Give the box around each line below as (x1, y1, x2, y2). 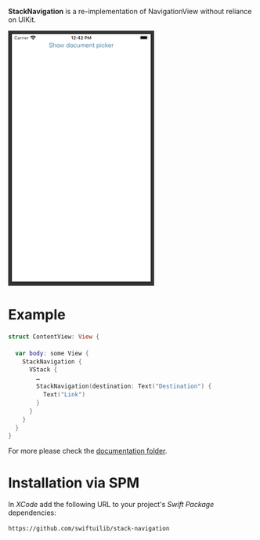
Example (8, 306, 66, 324)
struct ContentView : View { (8, 333, 100, 341)
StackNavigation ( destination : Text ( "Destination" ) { (36, 382, 212, 391)
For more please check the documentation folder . (8, 447, 168, 456)
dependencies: (8, 508, 56, 517)
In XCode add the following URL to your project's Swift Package (8, 500, 215, 509)
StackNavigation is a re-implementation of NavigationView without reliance (8, 7, 252, 16)
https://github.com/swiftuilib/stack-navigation (8, 525, 170, 533)
